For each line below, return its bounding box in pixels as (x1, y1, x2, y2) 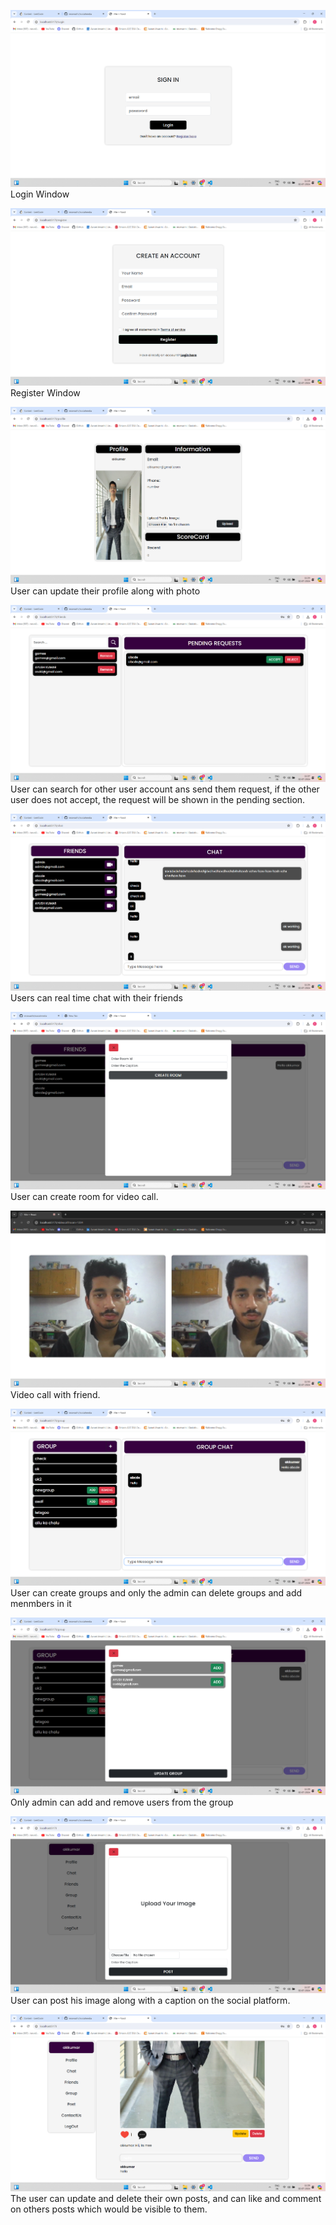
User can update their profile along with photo (10, 585, 201, 597)
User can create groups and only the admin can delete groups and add (10, 1587, 303, 1599)
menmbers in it (10, 1598, 72, 1610)
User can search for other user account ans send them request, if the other (10, 783, 320, 795)
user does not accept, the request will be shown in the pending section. (10, 794, 306, 806)
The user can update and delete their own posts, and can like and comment (10, 2193, 322, 2205)
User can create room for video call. (10, 1190, 159, 1202)
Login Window (10, 188, 70, 200)
